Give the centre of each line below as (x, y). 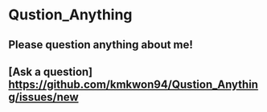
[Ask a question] (51, 71)
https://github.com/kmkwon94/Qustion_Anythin (133, 84)
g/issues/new (43, 97)
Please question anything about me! (101, 45)
